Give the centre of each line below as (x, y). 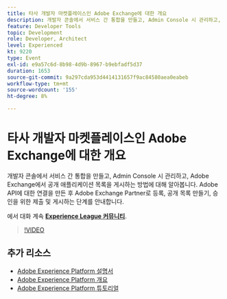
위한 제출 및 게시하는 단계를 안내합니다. (72, 201)
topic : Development (35, 33)
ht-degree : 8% (27, 97)
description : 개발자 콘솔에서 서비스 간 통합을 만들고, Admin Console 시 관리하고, (114, 20)
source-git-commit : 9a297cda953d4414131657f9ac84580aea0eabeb (98, 77)
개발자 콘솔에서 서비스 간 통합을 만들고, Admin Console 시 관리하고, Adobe (108, 176)
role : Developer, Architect (47, 39)
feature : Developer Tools (44, 26)
